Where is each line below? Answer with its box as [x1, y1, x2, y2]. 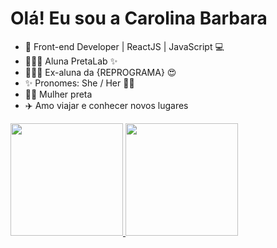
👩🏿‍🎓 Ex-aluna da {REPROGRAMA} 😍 [24, 66, 177, 78]
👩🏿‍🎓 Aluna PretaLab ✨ [24, 55, 118, 67]
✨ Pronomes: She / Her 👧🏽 [24, 77, 135, 89]
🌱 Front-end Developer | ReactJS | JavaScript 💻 [24, 40, 225, 52]
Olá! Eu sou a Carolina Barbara [10, 7, 268, 30]
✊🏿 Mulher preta [24, 88, 93, 100]
